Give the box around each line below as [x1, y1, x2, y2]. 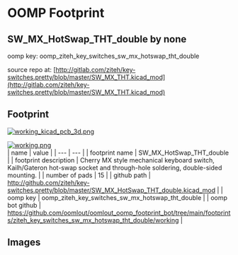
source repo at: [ [7, 66, 56, 73]
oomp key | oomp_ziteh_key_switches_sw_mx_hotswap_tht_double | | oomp [7, 193, 228, 202]
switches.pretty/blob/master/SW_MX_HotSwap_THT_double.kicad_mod [7, 186, 216, 194]
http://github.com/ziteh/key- [7, 178, 90, 186]
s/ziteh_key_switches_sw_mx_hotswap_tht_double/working [7, 215, 179, 224]
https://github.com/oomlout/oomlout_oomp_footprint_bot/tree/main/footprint [7, 208, 231, 217]
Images [7, 237, 41, 249]
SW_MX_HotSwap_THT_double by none [7, 33, 187, 45]
